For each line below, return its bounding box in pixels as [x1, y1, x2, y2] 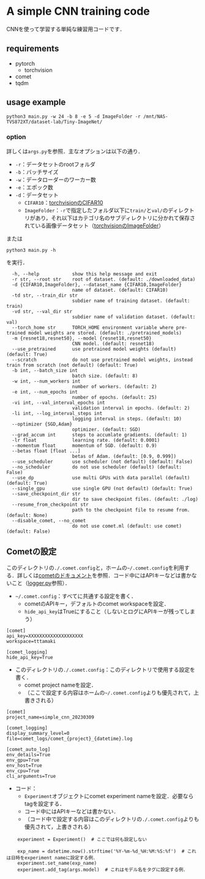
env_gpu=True [6, 757, 40, 763]
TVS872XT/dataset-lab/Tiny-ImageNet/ [6, 118, 103, 125]
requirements [6, 44, 59, 54]
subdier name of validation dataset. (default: [72, 314, 196, 320]
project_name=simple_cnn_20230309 [6, 714, 95, 720]
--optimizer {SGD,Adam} [12, 421, 72, 427]
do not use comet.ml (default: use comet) [72, 523, 182, 529]
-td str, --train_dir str [12, 292, 78, 299]
